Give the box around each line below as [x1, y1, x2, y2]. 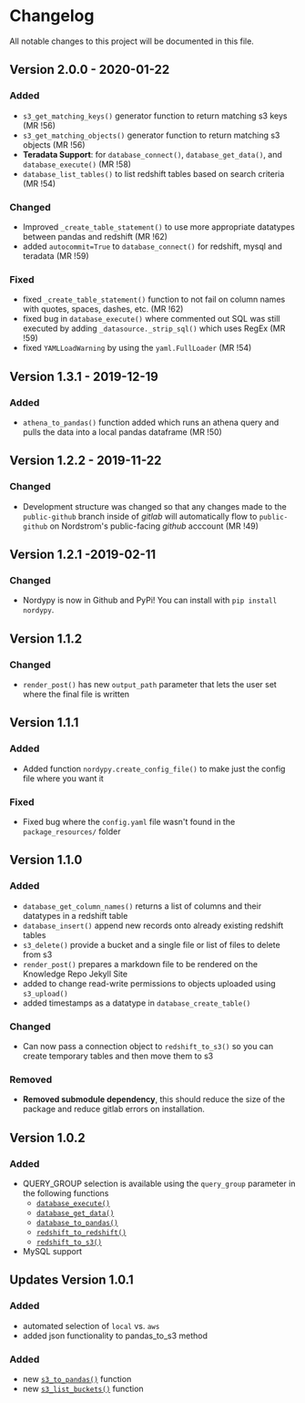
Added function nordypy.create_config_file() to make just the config [22, 763, 286, 774]
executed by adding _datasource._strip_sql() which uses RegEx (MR [22, 323, 286, 334]
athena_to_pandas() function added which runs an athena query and [22, 417, 280, 428]
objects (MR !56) [22, 139, 86, 150]
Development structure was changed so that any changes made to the [22, 500, 287, 511]
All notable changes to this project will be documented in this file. [9, 36, 255, 46]
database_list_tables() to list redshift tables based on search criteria [22, 168, 285, 179]
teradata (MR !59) [22, 250, 89, 261]
